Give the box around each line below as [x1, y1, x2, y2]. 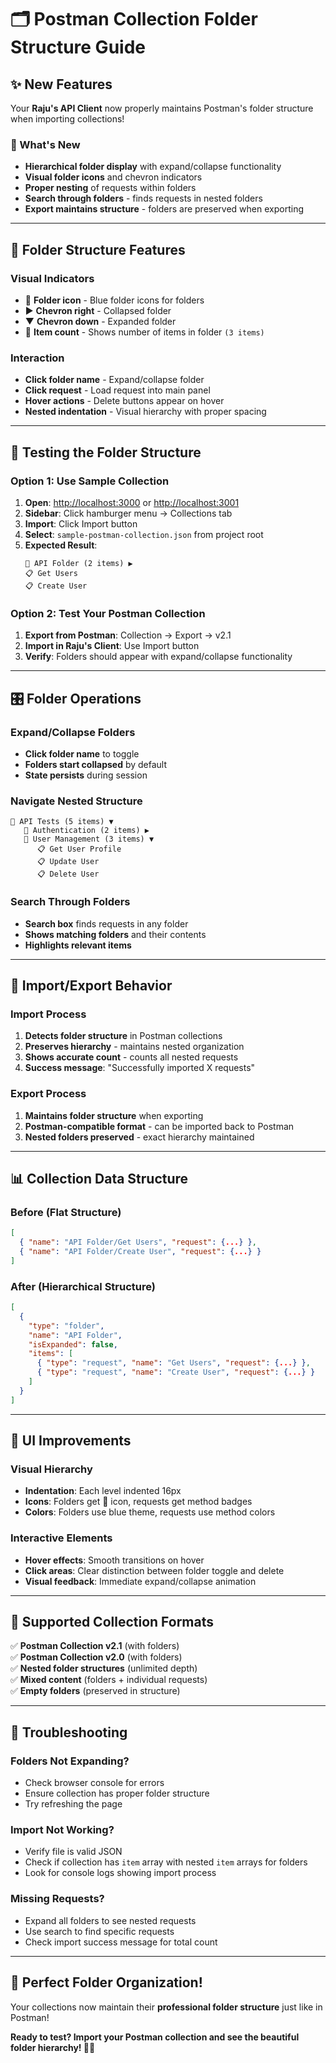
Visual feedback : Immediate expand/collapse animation [24, 1575, 257, 1587]
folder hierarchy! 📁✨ [10, 2041, 96, 2053]
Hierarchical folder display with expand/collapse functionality [24, 161, 282, 173]
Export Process [10, 1087, 87, 1101]
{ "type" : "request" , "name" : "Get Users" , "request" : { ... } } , [36, 1358, 311, 1368]
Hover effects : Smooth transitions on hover [24, 1554, 205, 1566]
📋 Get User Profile [36, 844, 122, 855]
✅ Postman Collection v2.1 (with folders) [10, 1640, 180, 1652]
